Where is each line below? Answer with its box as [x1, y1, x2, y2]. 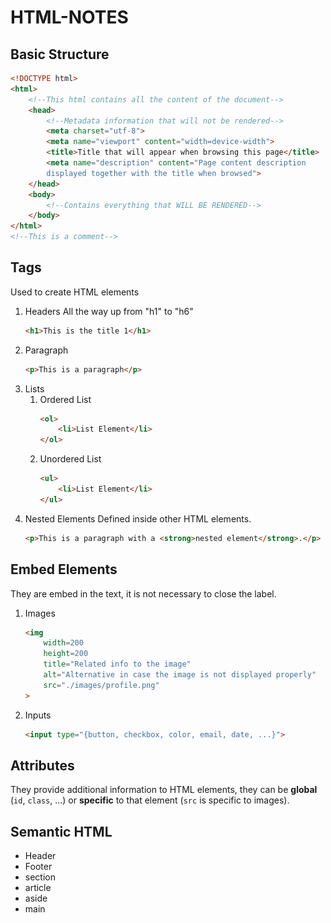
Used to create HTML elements [10, 286, 140, 298]
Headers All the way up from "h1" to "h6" [24, 305, 194, 317]
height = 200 [43, 649, 89, 659]
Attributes [10, 757, 75, 774]
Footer [24, 861, 53, 873]
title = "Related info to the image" [43, 659, 192, 670]
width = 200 [43, 638, 84, 648]
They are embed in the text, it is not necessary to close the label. [10, 587, 277, 600]
